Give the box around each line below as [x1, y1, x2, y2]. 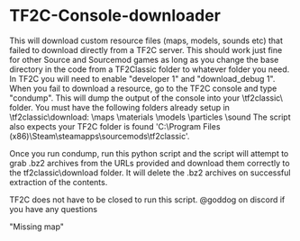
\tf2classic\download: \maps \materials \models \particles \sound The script [9, 112, 291, 122]
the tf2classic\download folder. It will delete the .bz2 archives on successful [9, 167, 291, 178]
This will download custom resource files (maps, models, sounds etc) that [9, 35, 284, 46]
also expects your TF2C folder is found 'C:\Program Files [9, 120, 221, 131]
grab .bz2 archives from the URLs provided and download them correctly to [9, 157, 290, 168]
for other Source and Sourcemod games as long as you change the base [9, 54, 279, 65]
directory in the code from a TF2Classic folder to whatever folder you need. [9, 64, 290, 75]
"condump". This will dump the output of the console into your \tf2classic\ [9, 92, 284, 103]
